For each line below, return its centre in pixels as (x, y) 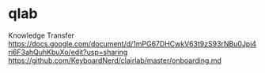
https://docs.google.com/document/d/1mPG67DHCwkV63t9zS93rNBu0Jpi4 (132, 43)
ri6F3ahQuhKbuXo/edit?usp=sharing (68, 52)
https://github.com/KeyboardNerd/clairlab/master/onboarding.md (115, 60)
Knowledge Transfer (42, 35)
